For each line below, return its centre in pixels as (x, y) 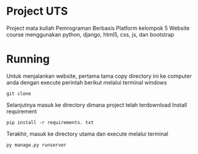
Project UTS (37, 11)
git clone (19, 93)
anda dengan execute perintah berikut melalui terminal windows (87, 82)
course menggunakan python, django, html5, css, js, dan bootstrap (90, 34)
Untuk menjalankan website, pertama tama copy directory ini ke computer (99, 76)
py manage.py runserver (37, 145)
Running (28, 59)
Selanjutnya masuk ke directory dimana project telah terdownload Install (97, 105)
